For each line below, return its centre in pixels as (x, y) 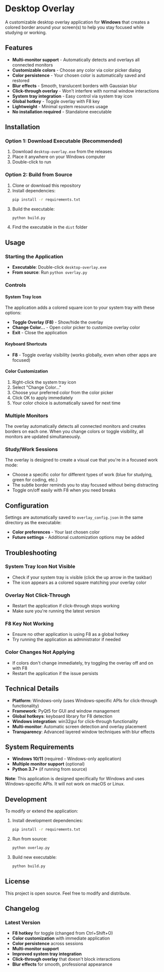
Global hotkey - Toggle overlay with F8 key (56, 101)
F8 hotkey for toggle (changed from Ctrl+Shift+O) (63, 933)
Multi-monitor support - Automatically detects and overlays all (76, 60)
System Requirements (40, 747)
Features (19, 48)
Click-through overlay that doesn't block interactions (66, 959)
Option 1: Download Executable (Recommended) (64, 141)
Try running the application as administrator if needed (66, 640)
